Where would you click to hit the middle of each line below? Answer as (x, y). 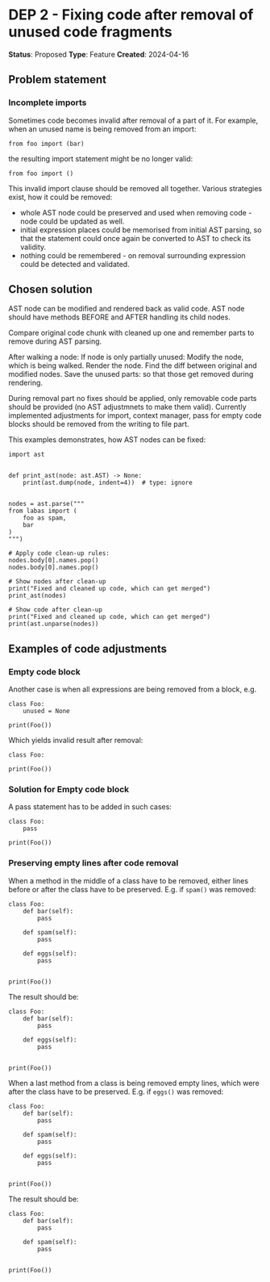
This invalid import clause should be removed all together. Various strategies (135, 188)
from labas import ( (43, 511)
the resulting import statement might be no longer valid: (101, 158)
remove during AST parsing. (55, 341)
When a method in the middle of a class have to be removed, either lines (128, 880)
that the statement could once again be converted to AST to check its (135, 238)
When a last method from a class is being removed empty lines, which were (134, 1083)
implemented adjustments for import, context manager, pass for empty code (135, 416)
